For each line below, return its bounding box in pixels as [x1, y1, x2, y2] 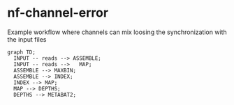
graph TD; [7, 49, 36, 56]
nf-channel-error [7, 5, 109, 21]
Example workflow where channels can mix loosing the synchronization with [7, 28, 227, 36]
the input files [7, 35, 47, 43]
